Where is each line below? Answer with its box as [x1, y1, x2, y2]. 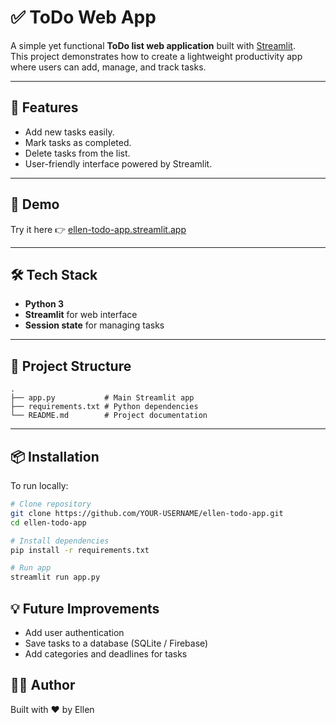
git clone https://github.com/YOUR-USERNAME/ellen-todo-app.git [10, 508, 284, 518]
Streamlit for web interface [24, 309, 138, 321]
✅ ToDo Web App [10, 6, 157, 29]
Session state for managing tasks [24, 319, 165, 331]
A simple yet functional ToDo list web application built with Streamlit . [10, 39, 296, 51]
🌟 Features [10, 99, 79, 116]
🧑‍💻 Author [10, 677, 76, 694]
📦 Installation [10, 448, 100, 465]
